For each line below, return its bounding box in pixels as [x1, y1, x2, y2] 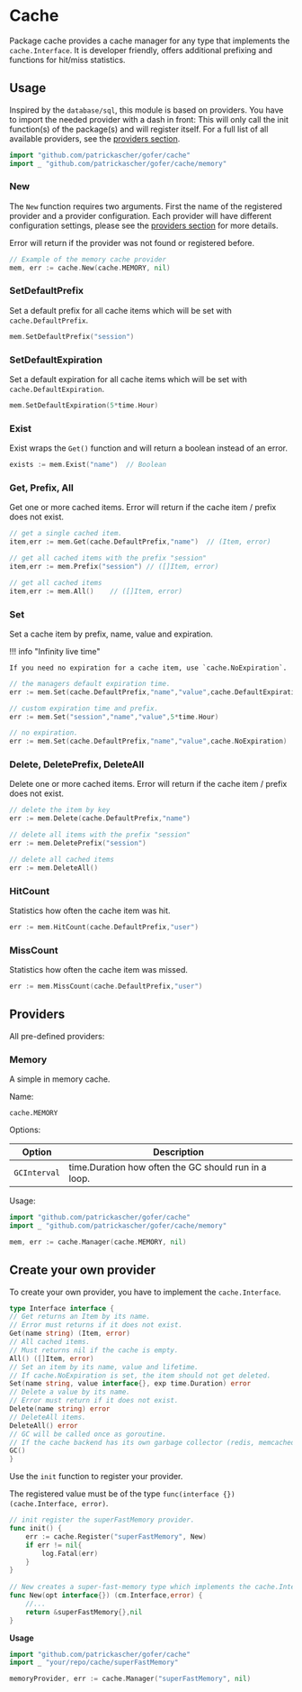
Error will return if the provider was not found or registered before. [9, 237, 254, 248]
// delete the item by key [9, 806, 111, 815]
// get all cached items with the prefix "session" [9, 553, 207, 563]
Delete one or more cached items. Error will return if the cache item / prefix [9, 779, 288, 790]
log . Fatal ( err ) [41, 1549, 99, 1558]
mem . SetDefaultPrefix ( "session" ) [9, 332, 135, 341]
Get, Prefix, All [9, 481, 74, 494]
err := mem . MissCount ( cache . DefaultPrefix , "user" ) [9, 982, 203, 992]
